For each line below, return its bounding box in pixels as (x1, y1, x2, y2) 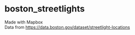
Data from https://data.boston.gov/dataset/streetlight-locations (4, 24, 130, 30)
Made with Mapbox (4, 19, 43, 25)
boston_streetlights (4, 3, 85, 14)
